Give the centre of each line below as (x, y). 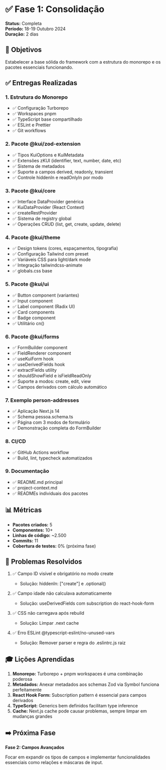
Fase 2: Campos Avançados (35, 747)
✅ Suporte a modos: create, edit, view (51, 381)
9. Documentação (27, 471)
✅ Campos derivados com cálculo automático (60, 387)
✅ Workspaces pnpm (34, 114)
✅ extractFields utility (34, 370)
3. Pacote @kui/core (30, 190)
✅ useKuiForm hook (33, 359)
